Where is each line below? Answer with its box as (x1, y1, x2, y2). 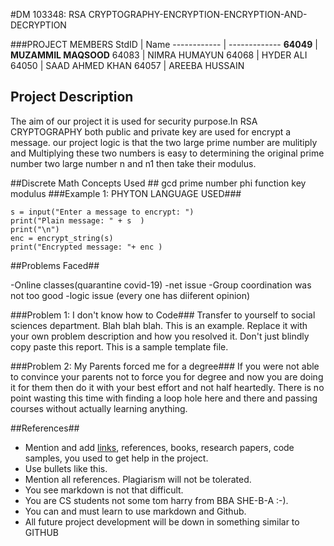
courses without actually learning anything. (10, 402, 188, 414)
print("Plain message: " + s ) (10, 215, 145, 226)
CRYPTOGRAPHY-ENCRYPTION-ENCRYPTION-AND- (88, 9, 308, 20)
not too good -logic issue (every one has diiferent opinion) (10, 289, 251, 301)
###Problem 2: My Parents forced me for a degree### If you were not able (10, 360, 320, 372)
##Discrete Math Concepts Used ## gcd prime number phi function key (10, 177, 307, 189)
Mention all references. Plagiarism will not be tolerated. (24, 473, 252, 485)
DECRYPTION (10, 19, 67, 31)
